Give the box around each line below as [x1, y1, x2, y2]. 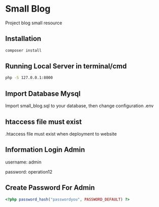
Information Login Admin [5, 145, 85, 154]
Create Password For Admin [5, 183, 95, 192]
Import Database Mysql [5, 89, 81, 98]
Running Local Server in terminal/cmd [5, 62, 127, 71]
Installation [5, 34, 41, 43]
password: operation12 [5, 169, 53, 175]
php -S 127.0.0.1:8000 [5, 75, 53, 80]
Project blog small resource [5, 20, 63, 26]
